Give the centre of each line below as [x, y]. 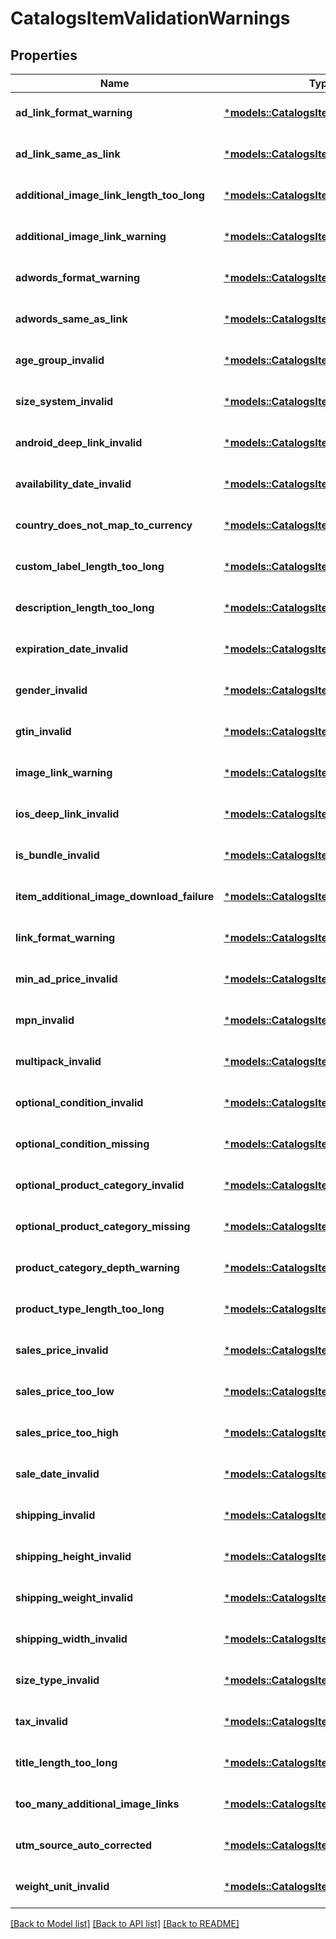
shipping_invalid [55, 1515]
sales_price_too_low [65, 1391]
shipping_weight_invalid [74, 1597]
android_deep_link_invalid [79, 442]
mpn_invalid [45, 1020]
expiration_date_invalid [72, 649]
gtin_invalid [43, 731]
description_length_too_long [85, 607]
